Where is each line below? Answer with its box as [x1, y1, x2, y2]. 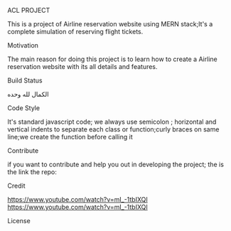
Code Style [7, 104, 41, 112]
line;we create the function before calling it [7, 133, 133, 141]
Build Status [7, 76, 43, 85]
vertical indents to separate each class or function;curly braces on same [7, 125, 220, 134]
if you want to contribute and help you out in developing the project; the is [7, 160, 224, 168]
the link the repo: [7, 168, 57, 176]
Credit [7, 181, 26, 190]
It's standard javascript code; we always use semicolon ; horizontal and [7, 117, 217, 126]
